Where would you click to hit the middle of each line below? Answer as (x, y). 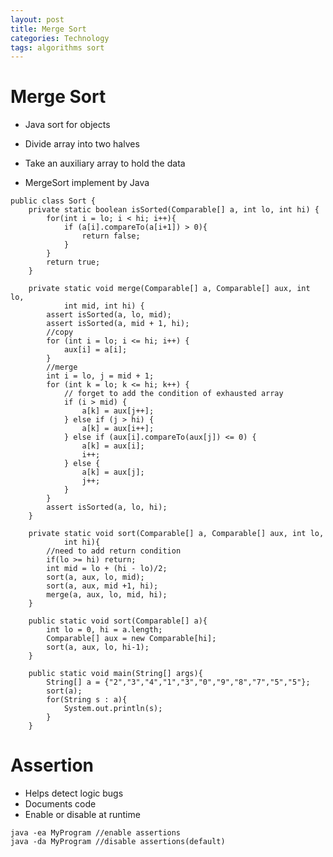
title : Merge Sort (48, 29)
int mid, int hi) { (104, 306)
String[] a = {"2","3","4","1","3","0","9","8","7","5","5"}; (178, 682)
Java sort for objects (67, 125)
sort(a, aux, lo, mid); (95, 577)
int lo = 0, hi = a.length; (104, 630)
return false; (111, 236)
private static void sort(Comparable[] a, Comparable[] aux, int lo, (176, 534)
